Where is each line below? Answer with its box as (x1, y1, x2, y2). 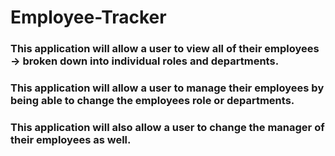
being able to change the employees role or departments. (10, 94, 295, 108)
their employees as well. (10, 132, 132, 146)
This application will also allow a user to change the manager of (10, 120, 325, 134)
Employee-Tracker (10, 6, 167, 29)
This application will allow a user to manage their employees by (10, 81, 325, 95)
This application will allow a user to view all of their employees (10, 42, 320, 56)
